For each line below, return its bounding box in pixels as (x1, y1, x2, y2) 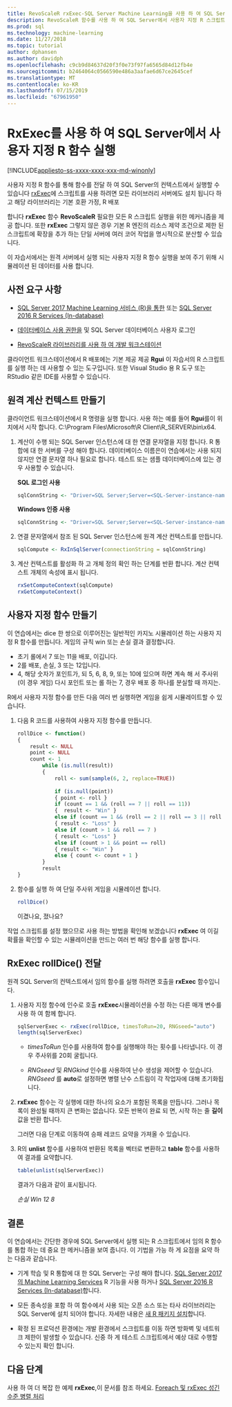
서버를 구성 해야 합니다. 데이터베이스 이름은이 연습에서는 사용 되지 (44, 446, 222, 454)
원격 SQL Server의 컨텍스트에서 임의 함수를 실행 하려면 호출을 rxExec (7, 977, 197, 985)
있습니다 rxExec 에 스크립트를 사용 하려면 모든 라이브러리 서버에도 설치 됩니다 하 (7, 189, 222, 197)
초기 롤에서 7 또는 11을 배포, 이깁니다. (17, 652, 118, 660)
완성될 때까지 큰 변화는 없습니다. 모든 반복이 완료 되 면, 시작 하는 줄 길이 (30, 1107, 223, 1115)
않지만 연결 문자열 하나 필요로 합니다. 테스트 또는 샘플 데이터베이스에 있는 (17, 454, 215, 463)
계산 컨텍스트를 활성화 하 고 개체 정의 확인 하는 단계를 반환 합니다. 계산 (17, 559, 207, 568)
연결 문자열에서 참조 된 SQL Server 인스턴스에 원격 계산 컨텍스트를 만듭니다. (17, 532, 223, 541)
